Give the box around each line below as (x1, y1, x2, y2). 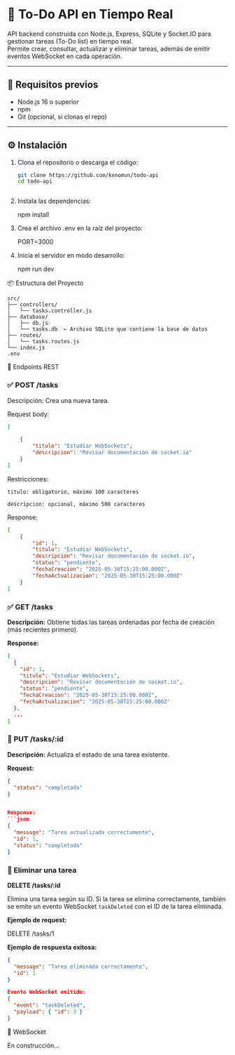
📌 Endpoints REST (7, 363, 59, 371)
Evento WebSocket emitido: (7, 989, 86, 996)
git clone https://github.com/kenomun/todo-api (17, 171, 159, 178)
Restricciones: (7, 475, 49, 483)
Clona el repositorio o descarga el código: (17, 158, 138, 166)
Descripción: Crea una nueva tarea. (7, 396, 110, 404)
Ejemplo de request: (7, 915, 67, 924)
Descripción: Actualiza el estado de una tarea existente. (7, 750, 170, 759)
